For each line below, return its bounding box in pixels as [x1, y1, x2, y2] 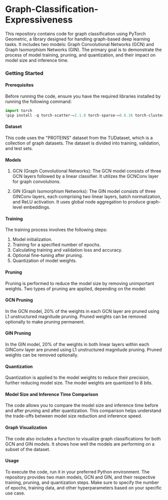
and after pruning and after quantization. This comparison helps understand [5, 407, 161, 413]
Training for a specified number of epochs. [12, 241, 101, 248]
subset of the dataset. [5, 446, 50, 452]
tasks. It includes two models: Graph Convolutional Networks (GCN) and [5, 41, 154, 47]
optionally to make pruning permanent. [5, 318, 85, 324]
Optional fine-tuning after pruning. [12, 252, 83, 258]
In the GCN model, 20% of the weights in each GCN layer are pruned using [5, 308, 159, 314]
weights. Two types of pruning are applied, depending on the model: [5, 285, 146, 291]
